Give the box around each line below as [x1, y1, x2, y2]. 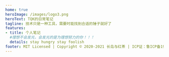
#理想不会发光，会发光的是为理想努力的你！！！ [10, 35, 95, 40]
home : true [5, 7, 28, 12]
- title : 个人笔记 [5, 30, 41, 35]
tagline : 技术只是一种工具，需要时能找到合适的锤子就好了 [5, 21, 112, 26]
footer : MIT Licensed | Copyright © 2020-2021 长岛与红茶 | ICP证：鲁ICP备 [5, 44, 161, 49]
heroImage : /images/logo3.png [5, 12, 69, 17]
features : [5, 26, 26, 31]
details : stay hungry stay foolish [10, 40, 84, 45]
